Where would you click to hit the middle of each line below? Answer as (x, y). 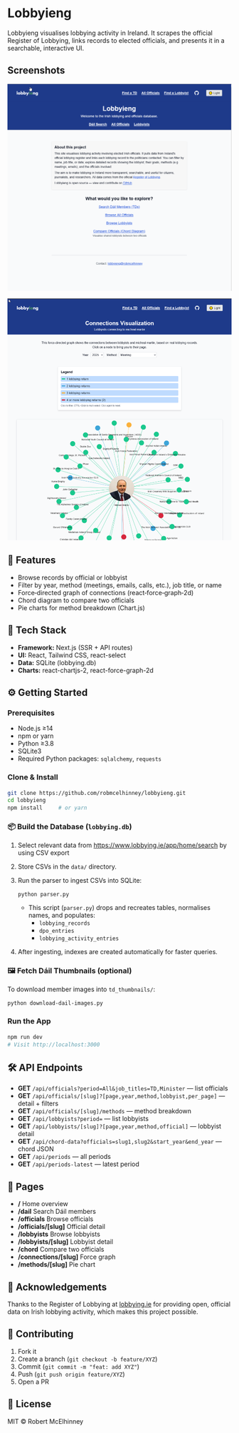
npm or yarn (36, 736)
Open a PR (33, 1382)
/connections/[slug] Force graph (67, 1257)
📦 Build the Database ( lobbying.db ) (70, 827)
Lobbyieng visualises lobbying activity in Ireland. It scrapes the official (110, 33)
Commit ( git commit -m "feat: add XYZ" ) (79, 1366)
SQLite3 (30, 751)
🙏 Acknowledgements (57, 1287)
